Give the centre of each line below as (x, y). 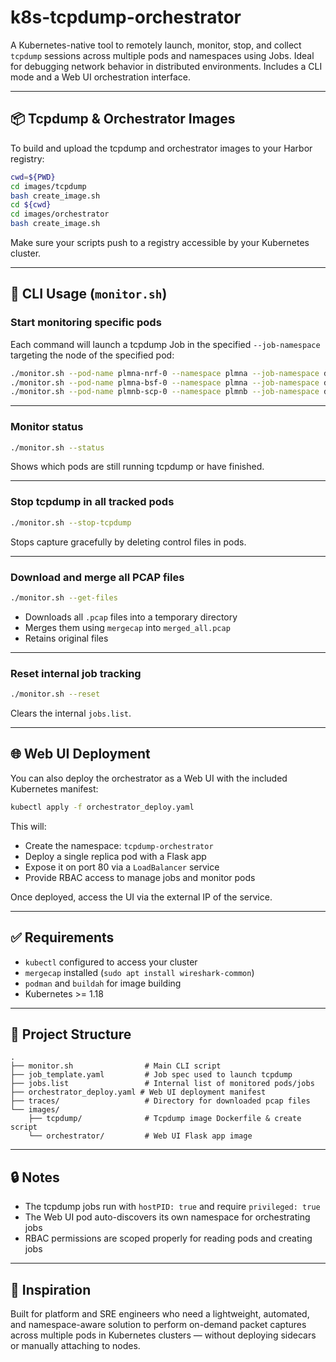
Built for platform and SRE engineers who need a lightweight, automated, (160, 1313)
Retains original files (66, 638)
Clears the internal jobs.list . (71, 713)
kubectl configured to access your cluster (111, 962)
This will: (28, 826)
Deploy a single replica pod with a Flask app (115, 856)
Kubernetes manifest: (54, 788)
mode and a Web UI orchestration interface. (100, 77)
